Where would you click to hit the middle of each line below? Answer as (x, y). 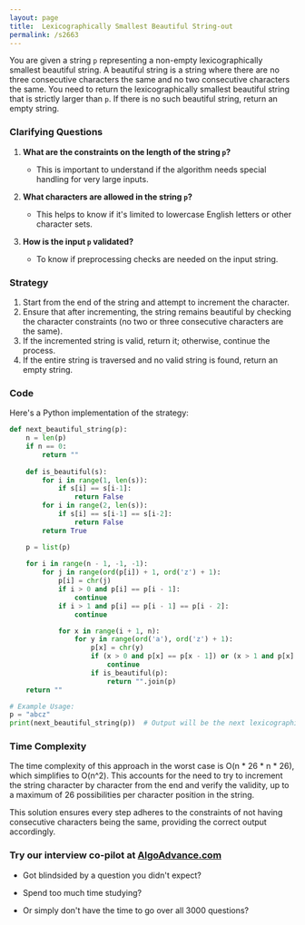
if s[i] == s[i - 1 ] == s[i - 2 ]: (115, 514)
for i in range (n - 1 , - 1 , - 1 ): (87, 564)
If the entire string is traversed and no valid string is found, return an (150, 360)
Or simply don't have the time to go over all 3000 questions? (136, 910)
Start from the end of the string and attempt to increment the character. (156, 302)
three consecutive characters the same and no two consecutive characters (150, 80)
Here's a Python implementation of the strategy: (99, 413)
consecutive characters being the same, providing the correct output (138, 823)
